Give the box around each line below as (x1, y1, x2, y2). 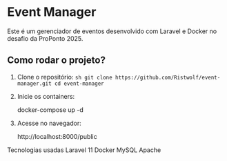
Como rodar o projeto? (7, 55, 106, 66)
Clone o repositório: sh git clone (17, 73, 112, 81)
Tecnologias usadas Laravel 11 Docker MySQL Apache (7, 146, 161, 154)
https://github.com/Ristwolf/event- (115, 74, 221, 81)
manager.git (17, 80, 52, 87)
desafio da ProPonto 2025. (7, 34, 83, 42)
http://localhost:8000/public (17, 132, 98, 140)
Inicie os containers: (17, 92, 75, 100)
